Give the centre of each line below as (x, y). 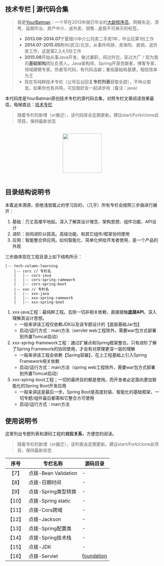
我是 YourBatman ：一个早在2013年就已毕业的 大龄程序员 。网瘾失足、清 (88, 22)
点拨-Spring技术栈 (50, 538)
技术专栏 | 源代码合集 (37, 9)
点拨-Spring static (50, 501)
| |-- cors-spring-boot (40, 284)
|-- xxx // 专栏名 (32, 289)
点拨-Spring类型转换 (53, 492)
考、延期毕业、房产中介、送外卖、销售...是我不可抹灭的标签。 (79, 28)
